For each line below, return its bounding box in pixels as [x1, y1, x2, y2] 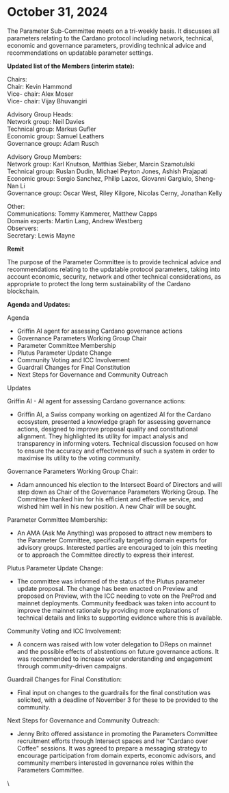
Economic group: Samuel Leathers [7, 131, 105, 140]
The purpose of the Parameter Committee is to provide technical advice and [7, 257, 221, 266]
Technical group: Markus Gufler [7, 125, 97, 133]
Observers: [7, 224, 39, 232]
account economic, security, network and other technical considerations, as [7, 272, 221, 281]
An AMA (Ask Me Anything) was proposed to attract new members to [16, 529, 213, 537]
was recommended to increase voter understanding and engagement [16, 655, 213, 663]
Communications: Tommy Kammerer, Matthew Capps [7, 210, 157, 218]
